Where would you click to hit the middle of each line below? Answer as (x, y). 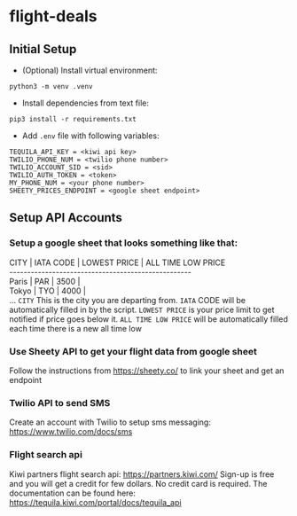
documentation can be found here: (72, 493)
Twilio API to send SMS (60, 403)
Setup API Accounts (66, 218)
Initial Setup (43, 49)
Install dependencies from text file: (85, 103)
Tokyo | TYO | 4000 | (48, 291)
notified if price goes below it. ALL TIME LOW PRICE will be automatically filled (148, 319)
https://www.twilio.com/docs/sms (71, 432)
